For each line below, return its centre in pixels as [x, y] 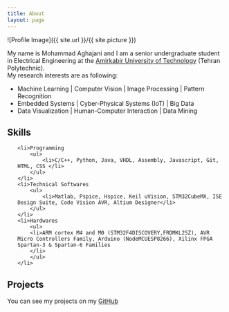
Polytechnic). [26, 68]
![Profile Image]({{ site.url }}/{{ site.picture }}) [72, 39]
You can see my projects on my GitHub [63, 301]
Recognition [34, 96]
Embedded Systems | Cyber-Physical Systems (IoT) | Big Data [106, 103]
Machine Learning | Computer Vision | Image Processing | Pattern [111, 89]
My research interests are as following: [63, 75]
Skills [19, 132]
